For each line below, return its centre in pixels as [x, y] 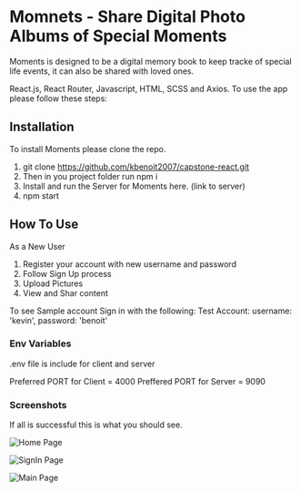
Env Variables [40, 343]
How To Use [44, 225]
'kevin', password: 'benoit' [59, 320]
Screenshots [38, 405]
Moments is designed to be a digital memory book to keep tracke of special [151, 61]
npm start [40, 195]
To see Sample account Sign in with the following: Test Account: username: [151, 311]
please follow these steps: [58, 98]
